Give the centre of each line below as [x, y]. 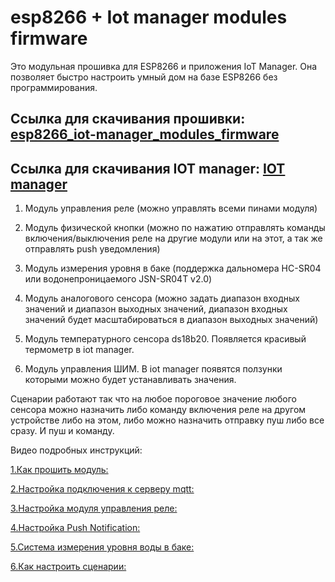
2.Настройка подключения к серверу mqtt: [102, 489]
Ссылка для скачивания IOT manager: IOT [148, 168]
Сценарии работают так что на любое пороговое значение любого [153, 399]
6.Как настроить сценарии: [68, 567]
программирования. [54, 87]
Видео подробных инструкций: [76, 450]
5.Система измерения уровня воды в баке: [102, 547]
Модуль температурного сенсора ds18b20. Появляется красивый [165, 339]
